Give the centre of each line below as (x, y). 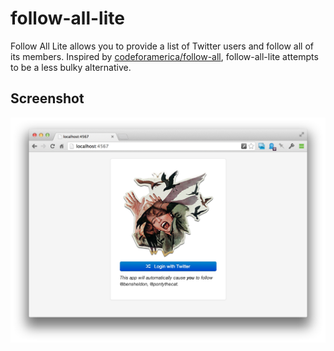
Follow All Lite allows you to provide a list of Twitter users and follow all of (162, 46)
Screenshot (47, 98)
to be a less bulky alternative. (71, 67)
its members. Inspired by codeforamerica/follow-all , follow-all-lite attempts (164, 56)
